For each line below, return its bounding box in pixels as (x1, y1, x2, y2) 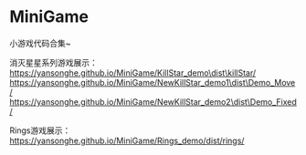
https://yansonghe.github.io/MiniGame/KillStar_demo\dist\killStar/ (9, 67, 257, 78)
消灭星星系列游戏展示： (9, 57, 98, 67)
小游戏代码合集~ (9, 37, 71, 48)
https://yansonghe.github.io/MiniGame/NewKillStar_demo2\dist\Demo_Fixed (9, 96, 297, 107)
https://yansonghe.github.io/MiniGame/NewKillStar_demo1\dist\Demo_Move (9, 77, 296, 88)
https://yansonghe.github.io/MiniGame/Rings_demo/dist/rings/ (9, 135, 245, 146)
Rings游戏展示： (9, 125, 71, 136)
